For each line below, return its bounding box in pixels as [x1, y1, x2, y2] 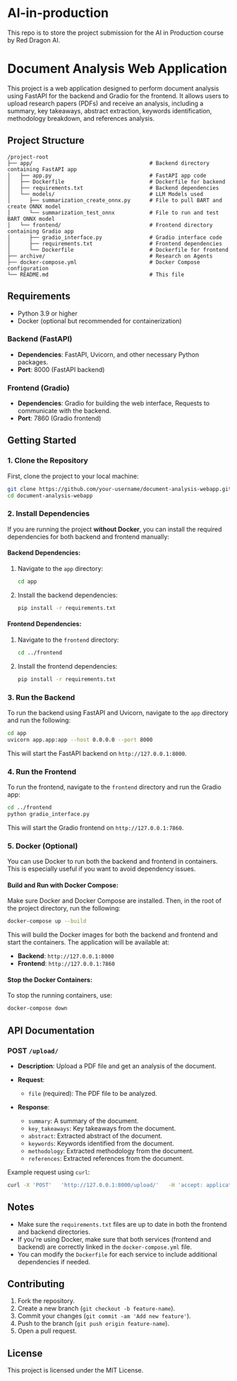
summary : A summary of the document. [28, 1116, 139, 1125]
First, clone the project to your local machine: [7, 472, 139, 480]
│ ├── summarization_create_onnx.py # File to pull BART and [7, 197, 222, 204]
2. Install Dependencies [7, 509, 90, 519]
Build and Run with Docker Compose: [7, 881, 119, 889]
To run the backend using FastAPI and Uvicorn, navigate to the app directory [7, 709, 229, 717]
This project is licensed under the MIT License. [7, 1366, 144, 1375]
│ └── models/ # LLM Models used [7, 190, 203, 197]
